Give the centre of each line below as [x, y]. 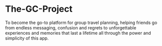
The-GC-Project [39, 9]
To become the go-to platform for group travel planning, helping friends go [81, 23]
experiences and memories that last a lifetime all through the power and [78, 33]
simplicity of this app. [27, 38]
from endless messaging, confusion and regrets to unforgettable [71, 27]
